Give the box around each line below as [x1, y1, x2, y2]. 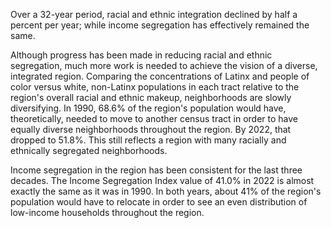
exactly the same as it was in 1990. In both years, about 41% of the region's [10, 185, 322, 197]
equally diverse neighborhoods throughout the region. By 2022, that [10, 124, 292, 135]
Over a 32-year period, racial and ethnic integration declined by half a [10, 9, 298, 20]
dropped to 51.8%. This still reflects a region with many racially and [10, 134, 287, 146]
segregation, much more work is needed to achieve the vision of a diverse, [10, 60, 318, 71]
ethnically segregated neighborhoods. [10, 145, 168, 156]
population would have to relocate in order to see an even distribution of [10, 196, 308, 208]
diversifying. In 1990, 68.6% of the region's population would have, [10, 102, 287, 114]
